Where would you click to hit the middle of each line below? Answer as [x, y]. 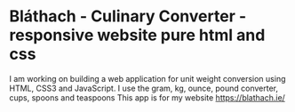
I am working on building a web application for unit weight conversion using [147, 78]
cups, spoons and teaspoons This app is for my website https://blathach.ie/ [147, 97]
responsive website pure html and [137, 35]
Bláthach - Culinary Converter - [128, 16]
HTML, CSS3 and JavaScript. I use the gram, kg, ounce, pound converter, [144, 88]
